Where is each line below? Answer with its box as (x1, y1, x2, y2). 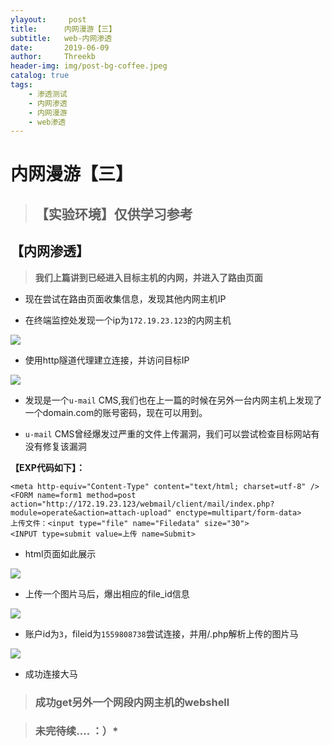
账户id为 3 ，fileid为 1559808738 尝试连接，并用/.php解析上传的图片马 (24, 627, 299, 640)
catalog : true (10, 71, 70, 81)
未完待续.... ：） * (34, 724, 119, 738)
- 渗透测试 (28, 89, 68, 99)
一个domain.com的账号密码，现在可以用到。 (24, 406, 208, 418)
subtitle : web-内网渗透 (10, 33, 113, 43)
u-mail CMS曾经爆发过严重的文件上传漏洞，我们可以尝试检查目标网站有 (24, 427, 320, 440)
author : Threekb (10, 52, 97, 62)
